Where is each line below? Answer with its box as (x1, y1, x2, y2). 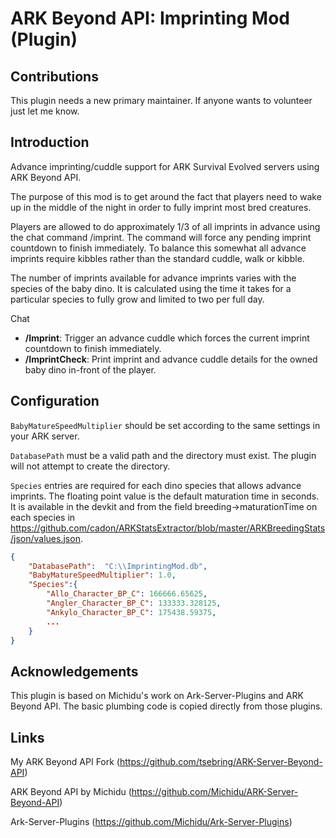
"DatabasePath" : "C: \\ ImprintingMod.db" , (28, 561, 208, 571)
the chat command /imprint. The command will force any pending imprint (10, 231, 312, 243)
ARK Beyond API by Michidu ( (10, 786, 132, 797)
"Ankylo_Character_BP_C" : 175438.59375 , (46, 607, 217, 617)
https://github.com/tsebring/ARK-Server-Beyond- (119, 756, 323, 767)
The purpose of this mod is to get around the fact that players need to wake (10, 190, 322, 202)
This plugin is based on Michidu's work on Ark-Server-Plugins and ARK (10, 690, 304, 702)
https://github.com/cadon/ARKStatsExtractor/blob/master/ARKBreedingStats (10, 522, 326, 534)
